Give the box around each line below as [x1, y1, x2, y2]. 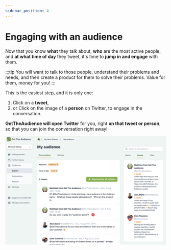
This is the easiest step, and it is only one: [5, 90, 93, 96]
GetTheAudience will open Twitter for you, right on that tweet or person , [5, 120, 161, 127]
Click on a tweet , [12, 99, 49, 106]
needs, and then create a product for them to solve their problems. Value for [5, 74, 166, 80]
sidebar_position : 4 [5, 8, 50, 13]
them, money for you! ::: [5, 79, 56, 86]
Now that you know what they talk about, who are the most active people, [5, 48, 161, 54]
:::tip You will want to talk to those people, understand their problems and [5, 69, 159, 75]
